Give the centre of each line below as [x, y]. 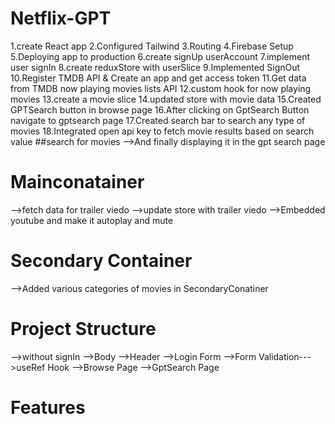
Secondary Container [101, 261]
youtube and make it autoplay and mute [92, 220]
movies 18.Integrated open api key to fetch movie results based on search [162, 131]
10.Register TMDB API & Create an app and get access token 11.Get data [158, 78]
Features [48, 407]
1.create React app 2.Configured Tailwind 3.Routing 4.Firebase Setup [152, 46]
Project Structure [83, 329]
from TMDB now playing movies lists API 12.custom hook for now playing [161, 88]
